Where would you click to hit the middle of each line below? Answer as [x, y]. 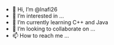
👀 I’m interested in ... [38, 16]
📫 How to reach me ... [40, 36]
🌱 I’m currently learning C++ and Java [60, 22]
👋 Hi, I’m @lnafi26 [35, 9]
